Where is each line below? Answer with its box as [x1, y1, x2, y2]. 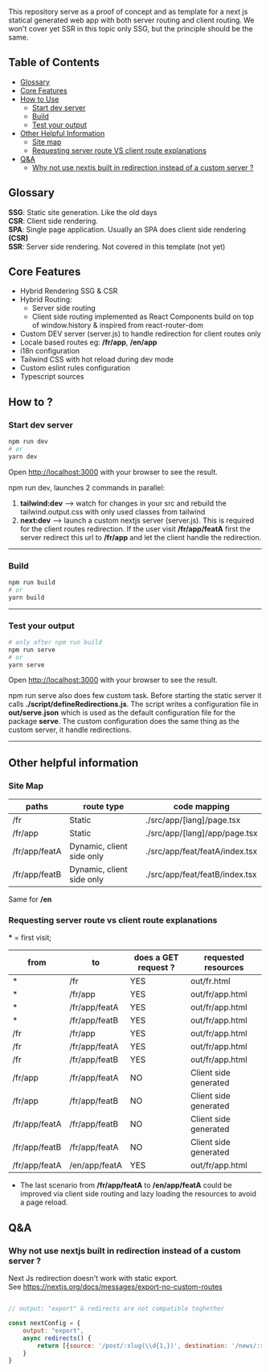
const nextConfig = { [8, 1320, 81, 1328]
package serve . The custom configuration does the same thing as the [8, 717, 239, 726]
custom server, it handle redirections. [8, 725, 132, 735]
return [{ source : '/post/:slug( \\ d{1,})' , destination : [37, 1341, 228, 1349]
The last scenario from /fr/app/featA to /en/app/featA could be [19, 1180, 232, 1190]
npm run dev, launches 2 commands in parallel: [8, 482, 166, 492]
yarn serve [8, 660, 45, 669]
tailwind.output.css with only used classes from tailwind [19, 506, 206, 516]
